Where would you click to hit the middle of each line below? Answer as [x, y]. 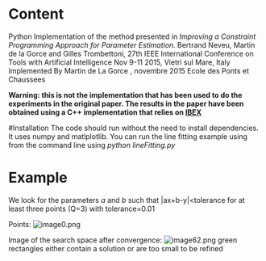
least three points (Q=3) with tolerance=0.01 [82, 208]
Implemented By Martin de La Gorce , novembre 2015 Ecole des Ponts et [129, 70]
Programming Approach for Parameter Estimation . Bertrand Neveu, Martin [132, 44]
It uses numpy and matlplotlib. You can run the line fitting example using [128, 136]
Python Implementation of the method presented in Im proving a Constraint [132, 36]
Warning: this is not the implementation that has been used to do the [125, 95]
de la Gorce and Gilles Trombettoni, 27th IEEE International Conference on [131, 53]
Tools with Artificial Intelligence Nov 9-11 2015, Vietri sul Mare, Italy [120, 62]
